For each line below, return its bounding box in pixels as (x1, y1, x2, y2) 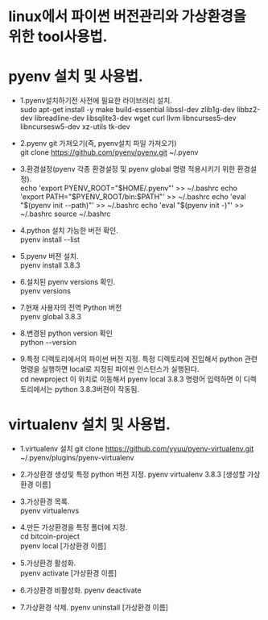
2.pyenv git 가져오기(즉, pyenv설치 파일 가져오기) (19, 139, 177, 148)
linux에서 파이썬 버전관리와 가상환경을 (8, 7, 247, 26)
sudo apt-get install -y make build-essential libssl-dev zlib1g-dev (19, 105, 236, 114)
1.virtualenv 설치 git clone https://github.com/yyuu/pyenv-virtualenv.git (19, 444, 254, 454)
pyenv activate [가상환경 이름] (19, 568, 118, 578)
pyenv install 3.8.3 (19, 260, 80, 270)
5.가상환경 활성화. (19, 558, 76, 568)
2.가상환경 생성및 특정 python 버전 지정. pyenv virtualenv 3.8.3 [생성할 (19, 469, 245, 480)
